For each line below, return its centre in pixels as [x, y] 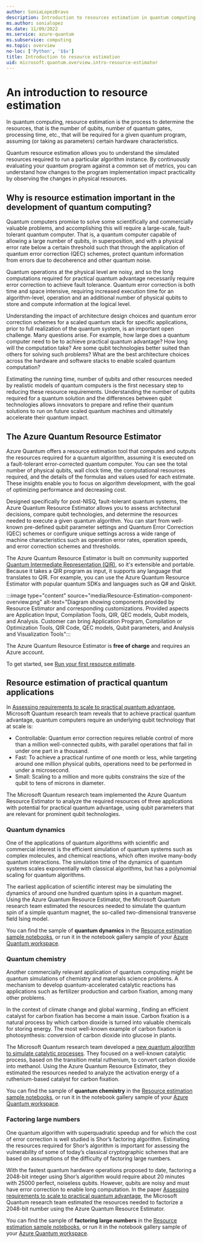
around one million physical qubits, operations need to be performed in [103, 763]
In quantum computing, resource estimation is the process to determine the [100, 122]
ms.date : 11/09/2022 [32, 29]
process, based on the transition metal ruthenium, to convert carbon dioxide [101, 1060]
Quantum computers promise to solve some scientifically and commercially [100, 222]
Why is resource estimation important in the [91, 197]
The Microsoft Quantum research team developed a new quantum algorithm [101, 1047]
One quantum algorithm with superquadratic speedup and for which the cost [101, 1132]
